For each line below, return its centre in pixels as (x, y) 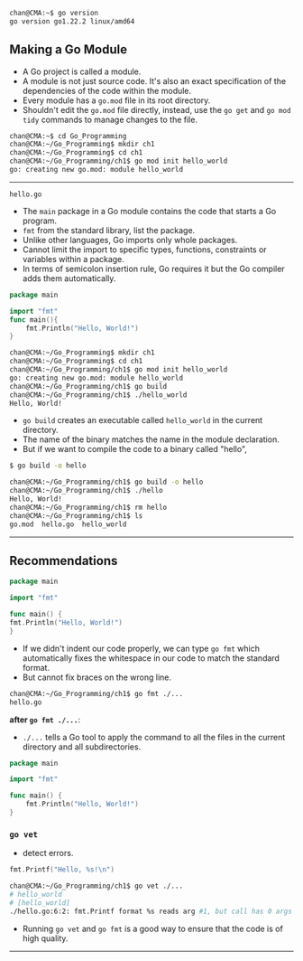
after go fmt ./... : (45, 720)
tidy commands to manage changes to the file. (110, 119)
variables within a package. (73, 259)
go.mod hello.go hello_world (68, 524)
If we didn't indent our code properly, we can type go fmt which (141, 648)
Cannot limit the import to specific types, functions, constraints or (145, 250)
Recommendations (64, 561)
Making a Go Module (69, 50)
